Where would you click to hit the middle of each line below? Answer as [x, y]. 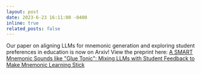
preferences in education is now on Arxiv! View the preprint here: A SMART [100, 52]
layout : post [23, 12]
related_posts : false [33, 29]
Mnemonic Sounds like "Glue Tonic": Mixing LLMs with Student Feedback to [100, 58]
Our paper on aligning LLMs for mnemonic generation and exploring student [100, 46]
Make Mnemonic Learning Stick [45, 65]
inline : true [23, 23]
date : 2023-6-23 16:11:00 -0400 [47, 17]
